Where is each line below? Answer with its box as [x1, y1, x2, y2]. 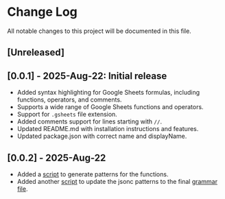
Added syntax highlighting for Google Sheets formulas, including [16, 89, 200, 97]
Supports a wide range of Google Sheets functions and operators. [16, 103, 204, 111]
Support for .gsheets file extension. [16, 110, 118, 119]
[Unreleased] [7, 47, 65, 58]
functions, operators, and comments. [16, 95, 122, 104]
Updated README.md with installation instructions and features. [16, 125, 199, 133]
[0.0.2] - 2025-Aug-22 [7, 152, 106, 163]
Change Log [7, 4, 78, 20]
